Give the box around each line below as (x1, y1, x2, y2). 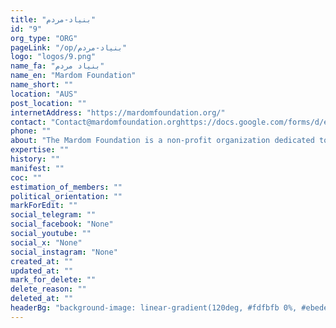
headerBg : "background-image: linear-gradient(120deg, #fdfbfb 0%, (10, 303, 298, 313)
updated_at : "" (10, 266, 74, 276)
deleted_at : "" (10, 294, 74, 304)
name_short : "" (10, 80, 74, 90)
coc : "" (10, 172, 43, 183)
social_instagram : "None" (10, 247, 118, 257)
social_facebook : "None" (10, 219, 114, 230)
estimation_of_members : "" (10, 182, 123, 192)
